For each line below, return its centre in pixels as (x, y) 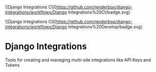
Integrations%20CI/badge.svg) (99, 12)
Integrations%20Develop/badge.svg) (105, 27)
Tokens (12, 65)
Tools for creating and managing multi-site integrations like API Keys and (78, 60)
